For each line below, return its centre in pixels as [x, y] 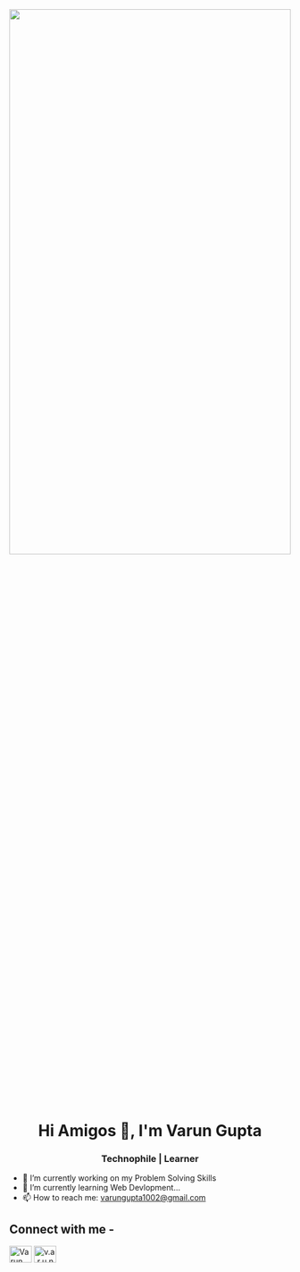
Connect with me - [62, 1229]
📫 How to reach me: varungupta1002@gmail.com [114, 1198]
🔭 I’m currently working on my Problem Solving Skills [119, 1178]
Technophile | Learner [150, 1159]
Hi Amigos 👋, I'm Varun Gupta [150, 1131]
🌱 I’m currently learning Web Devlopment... [101, 1188]
